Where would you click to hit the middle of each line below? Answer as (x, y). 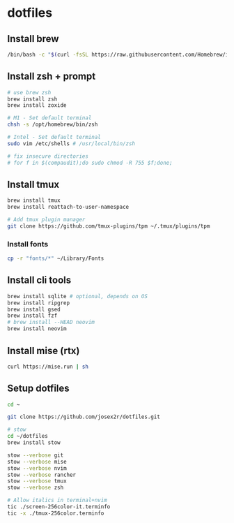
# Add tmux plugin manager (46, 220)
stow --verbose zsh (36, 488)
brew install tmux (34, 200)
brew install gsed (34, 309)
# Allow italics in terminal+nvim (57, 501)
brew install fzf (32, 316)
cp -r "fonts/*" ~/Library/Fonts (56, 259)
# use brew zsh (29, 92)
